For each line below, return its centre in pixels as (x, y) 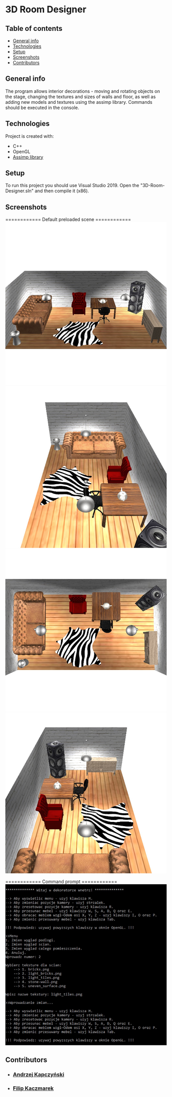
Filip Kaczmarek (33, 1088)
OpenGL (21, 151)
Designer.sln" (20, 191)
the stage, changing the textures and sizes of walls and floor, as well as (81, 97)
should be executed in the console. (42, 107)
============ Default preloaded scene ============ (68, 220)
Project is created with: (30, 136)
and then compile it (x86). (62, 191)
